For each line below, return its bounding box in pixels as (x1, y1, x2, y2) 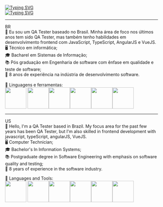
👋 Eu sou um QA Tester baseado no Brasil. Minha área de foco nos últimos (5, 29, 154, 35)
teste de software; (5, 66, 42, 72)
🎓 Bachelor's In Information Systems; (5, 147, 81, 152)
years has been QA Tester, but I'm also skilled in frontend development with (5, 129, 156, 134)
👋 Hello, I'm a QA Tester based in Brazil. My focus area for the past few (5, 123, 147, 129)
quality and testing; (5, 161, 44, 167)
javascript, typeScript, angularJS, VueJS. (5, 134, 87, 139)
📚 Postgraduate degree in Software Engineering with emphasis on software (5, 154, 157, 159)
